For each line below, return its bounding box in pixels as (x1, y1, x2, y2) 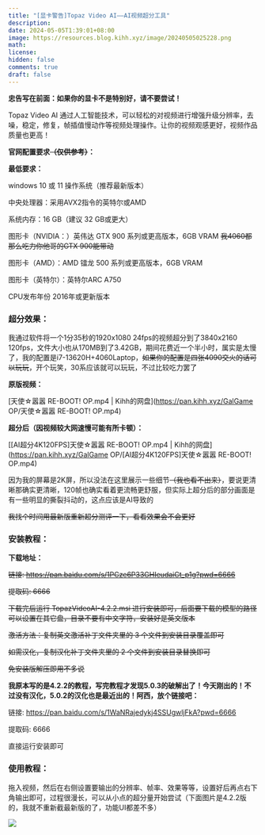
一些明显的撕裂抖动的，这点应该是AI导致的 (14, 495, 154, 504)
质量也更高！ (8, 130, 50, 140)
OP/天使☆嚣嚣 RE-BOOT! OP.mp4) (8, 406, 122, 416)
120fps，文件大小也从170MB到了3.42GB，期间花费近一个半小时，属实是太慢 (8, 343, 257, 352)
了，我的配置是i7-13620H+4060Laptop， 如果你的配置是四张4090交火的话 (8, 352, 251, 362)
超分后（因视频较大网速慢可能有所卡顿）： (8, 423, 144, 432)
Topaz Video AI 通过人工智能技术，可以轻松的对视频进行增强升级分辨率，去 (8, 110, 255, 120)
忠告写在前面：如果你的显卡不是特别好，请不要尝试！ (8, 93, 182, 103)
